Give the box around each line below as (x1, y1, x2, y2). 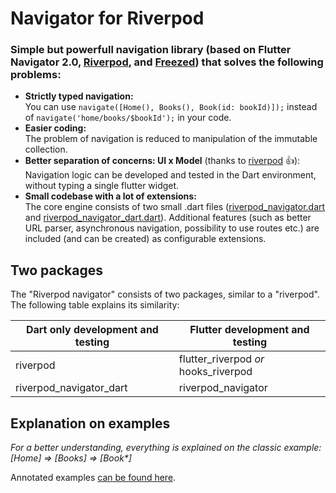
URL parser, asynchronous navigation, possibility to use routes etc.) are (24, 222, 320, 234)
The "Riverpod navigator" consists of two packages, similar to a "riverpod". (10, 288, 320, 301)
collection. (24, 143, 68, 156)
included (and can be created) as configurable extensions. (24, 233, 267, 245)
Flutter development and (189, 323, 310, 337)
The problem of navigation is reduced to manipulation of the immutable (24, 133, 318, 145)
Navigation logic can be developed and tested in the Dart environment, (24, 169, 317, 181)
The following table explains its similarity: (10, 299, 180, 311)
